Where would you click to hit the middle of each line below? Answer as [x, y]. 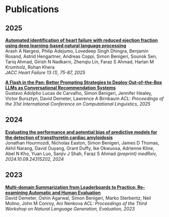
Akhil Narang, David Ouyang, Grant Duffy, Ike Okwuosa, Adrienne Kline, [80, 148]
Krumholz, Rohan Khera [30, 67]
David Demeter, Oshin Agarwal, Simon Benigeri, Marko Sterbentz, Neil [78, 198]
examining [16, 192]
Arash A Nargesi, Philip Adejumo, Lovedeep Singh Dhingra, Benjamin [77, 51]
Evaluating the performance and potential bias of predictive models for [81, 132]
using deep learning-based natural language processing [66, 46]
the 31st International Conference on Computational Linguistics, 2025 [78, 104]
